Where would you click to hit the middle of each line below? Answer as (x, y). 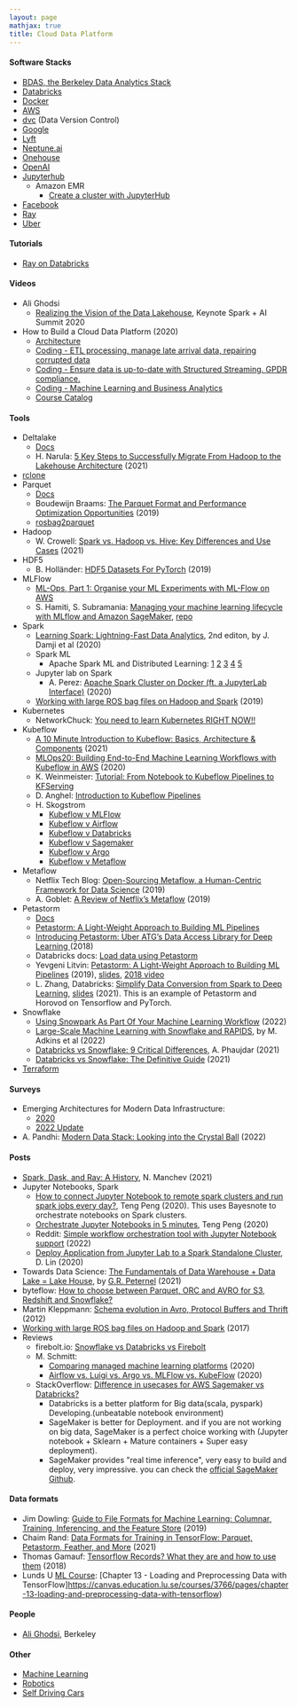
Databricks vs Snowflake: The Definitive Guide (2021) (133, 1060)
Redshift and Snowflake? (67, 1299)
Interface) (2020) (80, 692)
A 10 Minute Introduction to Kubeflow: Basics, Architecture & (145, 739)
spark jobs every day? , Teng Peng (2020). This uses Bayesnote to (156, 1205)
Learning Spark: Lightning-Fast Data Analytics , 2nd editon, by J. (152, 636)
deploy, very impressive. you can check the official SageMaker (163, 1469)
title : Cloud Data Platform (61, 34)
